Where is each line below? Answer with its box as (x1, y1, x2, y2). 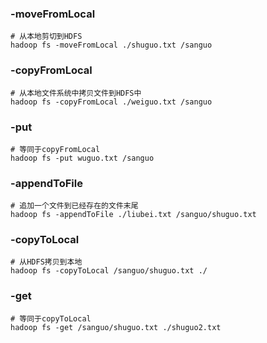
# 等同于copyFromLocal (10, 144, 101, 154)
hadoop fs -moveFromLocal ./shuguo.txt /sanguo (10, 40, 213, 51)
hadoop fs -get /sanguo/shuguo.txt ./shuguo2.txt (10, 322, 222, 332)
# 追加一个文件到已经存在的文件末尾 (10, 201, 139, 211)
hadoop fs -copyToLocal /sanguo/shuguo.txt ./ (10, 266, 208, 276)
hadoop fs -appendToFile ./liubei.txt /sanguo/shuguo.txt (10, 210, 257, 220)
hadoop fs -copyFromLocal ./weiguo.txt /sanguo (10, 97, 213, 107)
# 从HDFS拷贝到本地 (10, 257, 83, 267)
